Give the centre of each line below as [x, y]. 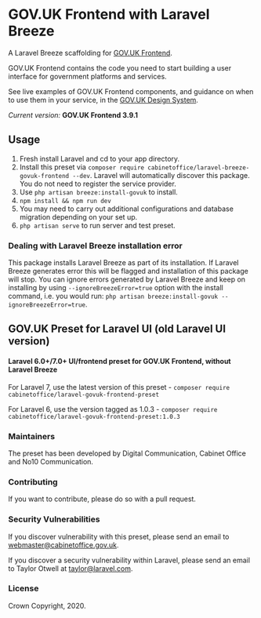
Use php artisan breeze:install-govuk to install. [98, 192]
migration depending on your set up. [78, 216]
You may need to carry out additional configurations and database [126, 209]
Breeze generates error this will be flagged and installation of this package [128, 271]
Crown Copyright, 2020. [47, 605]
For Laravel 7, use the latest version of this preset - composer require [119, 387]
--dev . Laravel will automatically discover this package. [161, 175]
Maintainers [32, 436]
